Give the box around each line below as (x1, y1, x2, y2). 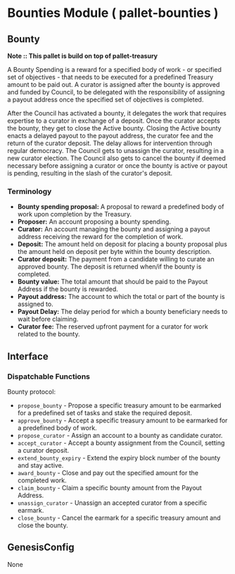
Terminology (7, 186, 52, 196)
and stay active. (17, 460, 64, 470)
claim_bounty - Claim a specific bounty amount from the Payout (17, 483, 202, 491)
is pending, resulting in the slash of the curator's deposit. (7, 169, 173, 177)
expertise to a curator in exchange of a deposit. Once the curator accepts (7, 116, 220, 125)
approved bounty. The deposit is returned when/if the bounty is (17, 262, 202, 271)
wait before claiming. (17, 315, 79, 324)
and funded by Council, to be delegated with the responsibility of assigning (7, 88, 225, 96)
